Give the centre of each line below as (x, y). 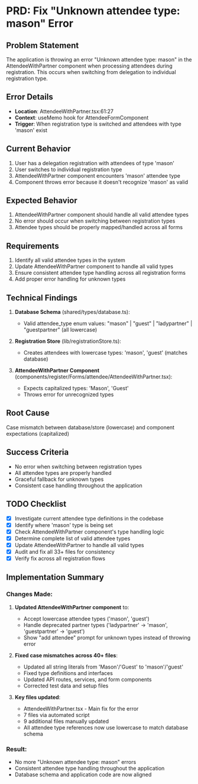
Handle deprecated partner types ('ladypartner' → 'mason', (96, 625)
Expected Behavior (42, 200)
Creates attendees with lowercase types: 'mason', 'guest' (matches (106, 353)
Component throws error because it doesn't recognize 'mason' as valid (101, 182)
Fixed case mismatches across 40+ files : (66, 655)
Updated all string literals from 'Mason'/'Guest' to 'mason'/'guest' (103, 667)
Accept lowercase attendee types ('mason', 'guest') (86, 618)
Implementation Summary (55, 578)
